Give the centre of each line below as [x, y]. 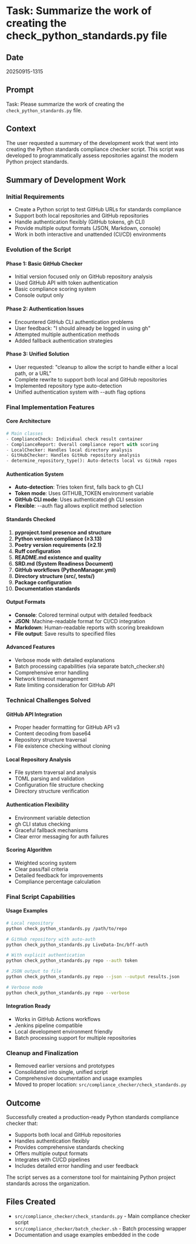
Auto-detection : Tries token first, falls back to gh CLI [79, 487]
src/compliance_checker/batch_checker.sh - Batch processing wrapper [100, 1228]
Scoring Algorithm [29, 850]
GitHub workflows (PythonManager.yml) [65, 570]
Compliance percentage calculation [58, 881]
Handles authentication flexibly [52, 1141]
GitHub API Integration [34, 714]
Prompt [20, 90]
